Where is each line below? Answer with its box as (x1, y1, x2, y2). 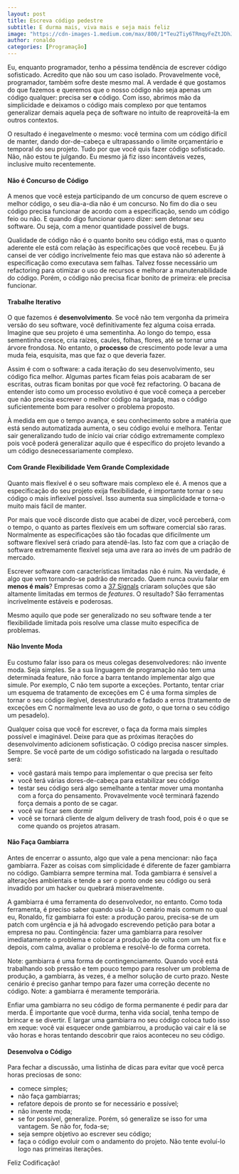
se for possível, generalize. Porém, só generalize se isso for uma (17, 1114, 208, 1124)
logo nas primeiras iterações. (17, 1145, 103, 1153)
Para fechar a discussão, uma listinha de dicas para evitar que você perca (7, 1063, 224, 1072)
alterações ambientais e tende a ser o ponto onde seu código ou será (7, 876, 211, 885)
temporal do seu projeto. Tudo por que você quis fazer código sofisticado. (7, 145, 225, 153)
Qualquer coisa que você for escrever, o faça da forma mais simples (7, 725, 208, 733)
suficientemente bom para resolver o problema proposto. (7, 402, 175, 411)
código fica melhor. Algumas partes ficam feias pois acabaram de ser (7, 373, 211, 381)
